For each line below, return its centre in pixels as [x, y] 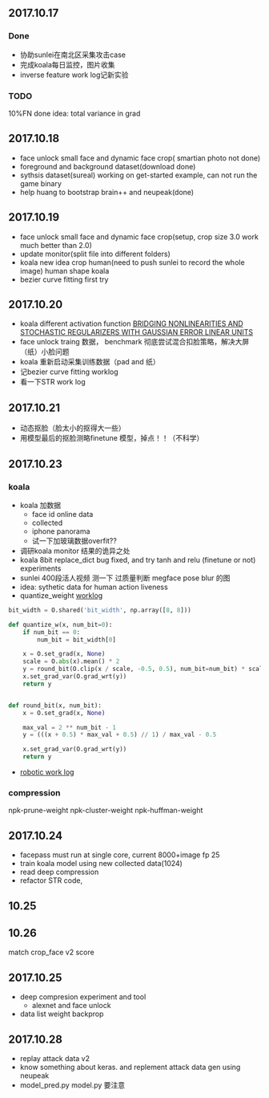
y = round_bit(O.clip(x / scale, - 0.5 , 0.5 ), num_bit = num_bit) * [134, 669]
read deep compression [59, 872]
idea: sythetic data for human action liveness [94, 587]
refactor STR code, [51, 880]
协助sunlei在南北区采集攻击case [73, 55]
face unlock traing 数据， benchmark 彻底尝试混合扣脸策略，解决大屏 [134, 342]
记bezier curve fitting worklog [69, 372]
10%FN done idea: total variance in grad [74, 113]
